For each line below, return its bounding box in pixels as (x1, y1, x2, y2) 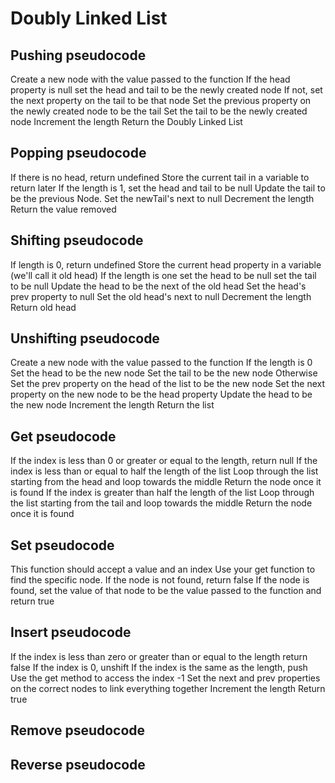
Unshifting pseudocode (10, 330, 160, 347)
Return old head (10, 301, 77, 313)
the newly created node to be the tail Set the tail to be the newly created (10, 105, 308, 117)
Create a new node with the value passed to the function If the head (10, 73, 291, 85)
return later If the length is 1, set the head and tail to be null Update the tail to (10, 182, 326, 194)
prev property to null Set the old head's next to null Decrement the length (10, 290, 312, 302)
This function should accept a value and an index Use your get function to (10, 563, 316, 576)
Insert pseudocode (10, 624, 132, 641)
